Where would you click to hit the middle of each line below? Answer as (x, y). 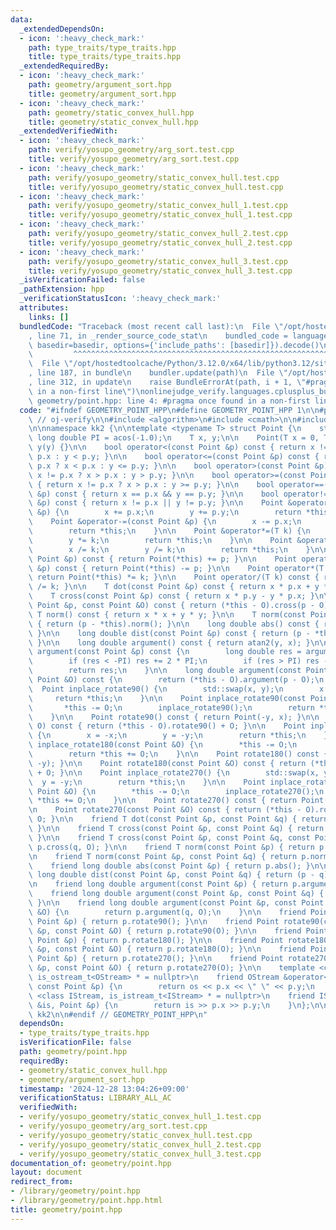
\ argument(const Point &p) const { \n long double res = (165, 652)
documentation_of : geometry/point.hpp (91, 1163)
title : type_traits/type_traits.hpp (105, 57)
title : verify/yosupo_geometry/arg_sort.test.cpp (134, 159)
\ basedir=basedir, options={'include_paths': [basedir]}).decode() (174, 345)
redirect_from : (42, 1182)
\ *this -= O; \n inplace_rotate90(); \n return (171, 707)
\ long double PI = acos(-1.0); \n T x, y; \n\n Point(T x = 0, (174, 438)
